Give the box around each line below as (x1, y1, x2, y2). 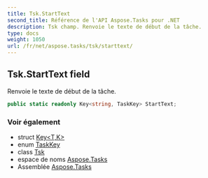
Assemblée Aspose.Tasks (17, 162, 92, 171)
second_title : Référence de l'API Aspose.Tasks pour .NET (7, 17, 180, 24)
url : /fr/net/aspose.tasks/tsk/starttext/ (7, 43, 133, 50)
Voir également (7, 117, 61, 126)
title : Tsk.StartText (7, 10, 71, 17)
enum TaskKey (17, 140, 61, 149)
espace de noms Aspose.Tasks (17, 155, 108, 163)
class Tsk (17, 147, 45, 156)
